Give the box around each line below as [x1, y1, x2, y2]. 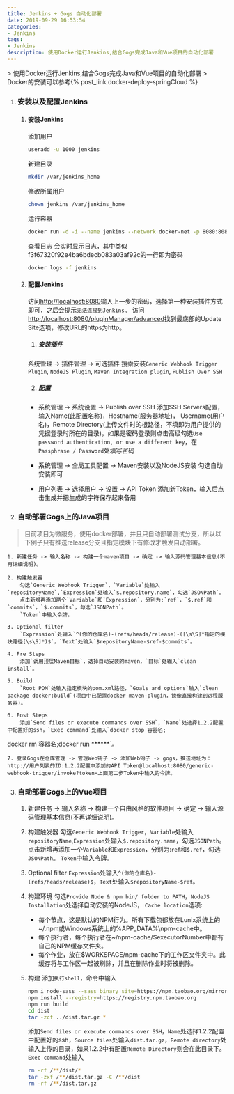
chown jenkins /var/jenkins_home [27, 201, 125, 208]
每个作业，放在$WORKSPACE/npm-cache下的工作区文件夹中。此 [38, 951, 226, 959]
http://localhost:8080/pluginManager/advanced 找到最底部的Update [27, 314, 222, 322]
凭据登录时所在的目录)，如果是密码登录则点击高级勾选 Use [38, 429, 203, 437]
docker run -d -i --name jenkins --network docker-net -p [27, 228, 200, 235]
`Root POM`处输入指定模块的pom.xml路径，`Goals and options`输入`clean [19, 685, 218, 691]
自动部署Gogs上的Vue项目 [17, 787, 107, 797]
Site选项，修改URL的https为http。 [27, 323, 126, 331]
